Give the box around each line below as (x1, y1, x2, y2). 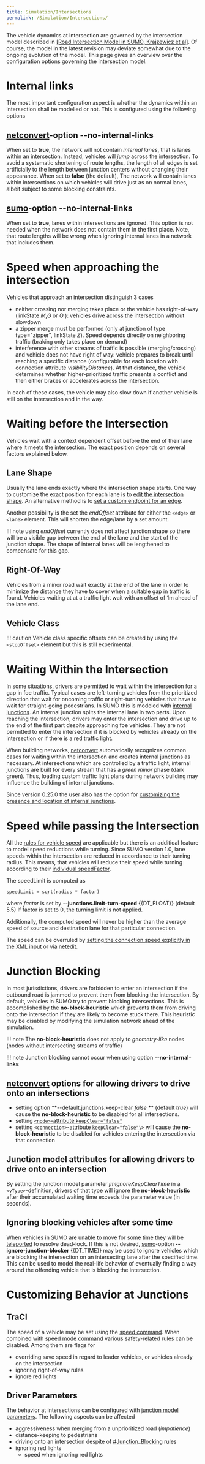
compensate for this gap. (6, 546, 70, 554)
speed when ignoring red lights (24, 1451, 103, 1458)
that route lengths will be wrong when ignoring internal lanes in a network (6, 232, 192, 240)
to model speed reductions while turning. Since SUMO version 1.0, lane (6, 846, 185, 853)
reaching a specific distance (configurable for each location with (15, 358, 179, 364)
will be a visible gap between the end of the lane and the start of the (6, 534, 179, 541)
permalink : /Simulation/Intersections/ (6, 15, 108, 21)
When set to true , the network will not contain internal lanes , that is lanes (6, 146, 192, 154)
